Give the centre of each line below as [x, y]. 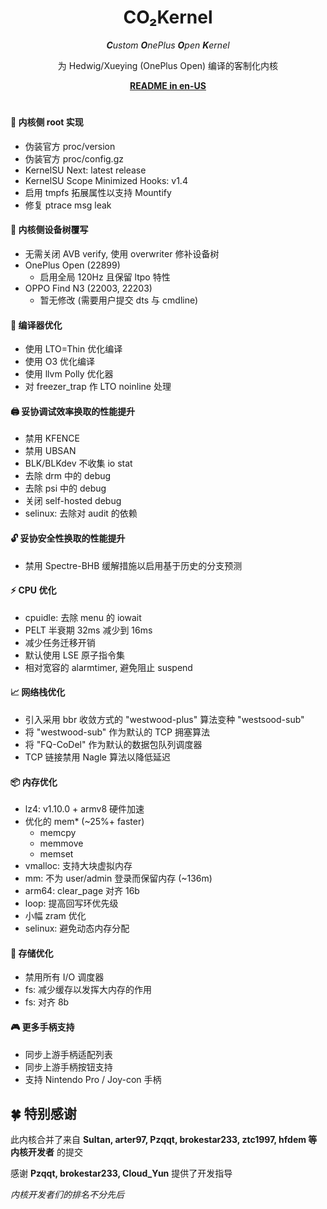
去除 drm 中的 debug [68, 476]
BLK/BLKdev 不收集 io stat [78, 463]
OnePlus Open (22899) [72, 265]
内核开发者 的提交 [46, 1152]
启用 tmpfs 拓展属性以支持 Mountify [98, 192]
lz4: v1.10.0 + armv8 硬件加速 [84, 809]
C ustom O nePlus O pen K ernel [168, 45]
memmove [61, 843]
